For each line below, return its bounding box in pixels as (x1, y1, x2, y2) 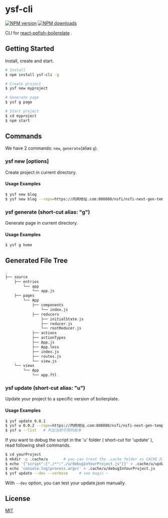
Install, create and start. (5, 58, 54, 64)
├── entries (14, 279, 39, 284)
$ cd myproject (5, 113, 37, 119)
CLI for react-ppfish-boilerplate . (5, 30, 72, 36)
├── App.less (31, 344, 59, 350)
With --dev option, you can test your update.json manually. (5, 480, 126, 486)
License (5, 494, 30, 503)
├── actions (31, 331, 57, 336)
